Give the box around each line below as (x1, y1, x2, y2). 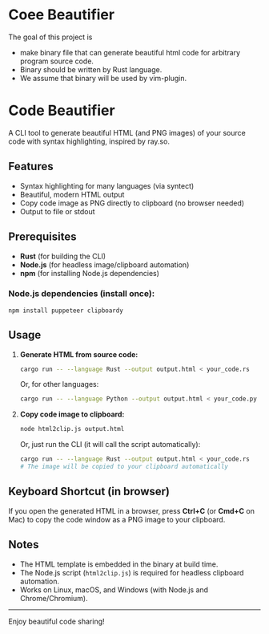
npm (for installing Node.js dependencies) (19, 268, 160, 278)
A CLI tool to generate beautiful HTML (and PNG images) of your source (8, 128, 246, 137)
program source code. (19, 56, 94, 66)
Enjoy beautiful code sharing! (8, 616, 106, 626)
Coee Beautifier (8, 6, 114, 24)
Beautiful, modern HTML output (19, 189, 125, 199)
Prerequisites (8, 230, 77, 244)
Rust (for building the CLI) (19, 251, 106, 261)
